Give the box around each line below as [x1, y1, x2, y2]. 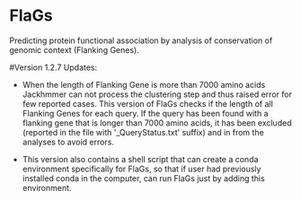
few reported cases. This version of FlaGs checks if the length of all [22, 98, 274, 109]
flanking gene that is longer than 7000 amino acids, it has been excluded [22, 117, 292, 128]
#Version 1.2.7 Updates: [9, 62, 98, 73]
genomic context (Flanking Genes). [9, 44, 139, 55]
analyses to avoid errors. [22, 136, 115, 147]
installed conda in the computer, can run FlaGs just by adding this [22, 172, 265, 184]
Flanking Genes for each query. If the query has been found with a [22, 108, 269, 118]
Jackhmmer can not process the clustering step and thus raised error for [22, 89, 292, 100]
